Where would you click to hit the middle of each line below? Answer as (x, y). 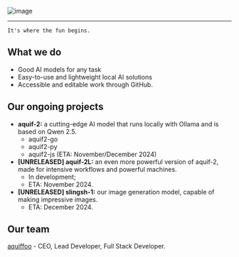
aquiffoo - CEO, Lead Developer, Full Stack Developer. (86, 246)
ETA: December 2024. (61, 207)
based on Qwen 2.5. (47, 131)
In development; (52, 177)
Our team (28, 230)
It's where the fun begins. (49, 31)
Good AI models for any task (59, 69)
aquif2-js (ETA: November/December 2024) (92, 154)
